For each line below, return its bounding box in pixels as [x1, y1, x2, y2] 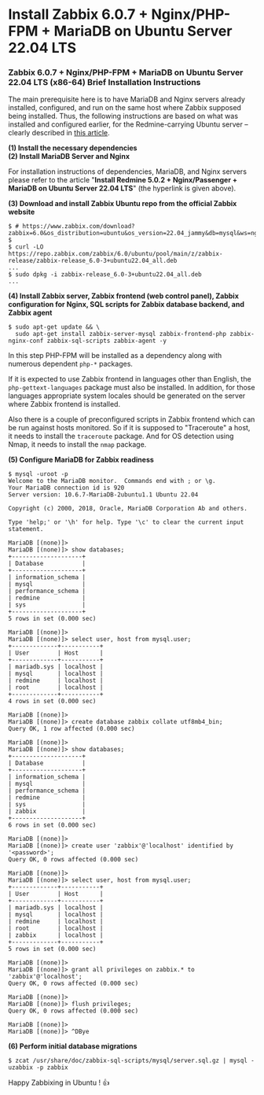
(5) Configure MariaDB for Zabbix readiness [8, 455, 155, 465]
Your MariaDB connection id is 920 [8, 484, 125, 492]
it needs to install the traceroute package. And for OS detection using [8, 431, 234, 441]
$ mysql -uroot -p [8, 470, 68, 478]
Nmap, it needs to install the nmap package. [8, 440, 147, 449]
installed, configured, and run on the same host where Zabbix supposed [8, 103, 242, 112]
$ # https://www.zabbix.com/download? [8, 223, 135, 230]
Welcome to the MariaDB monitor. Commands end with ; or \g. [8, 477, 216, 485]
